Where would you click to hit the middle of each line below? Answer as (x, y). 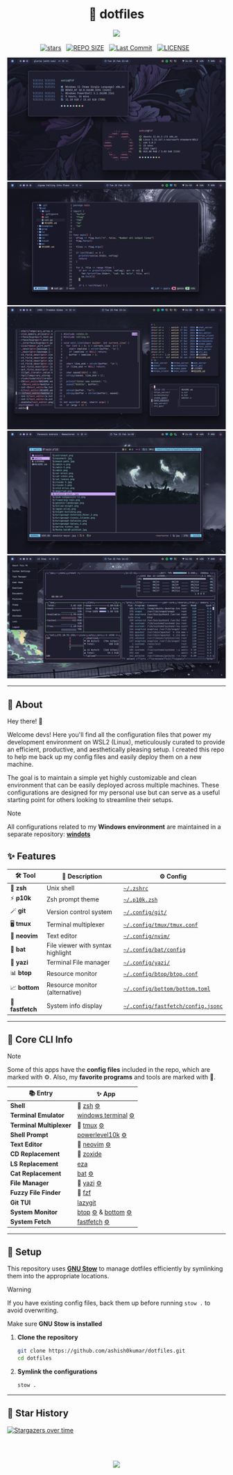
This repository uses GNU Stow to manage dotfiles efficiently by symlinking (115, 1269)
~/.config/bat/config (154, 950)
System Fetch (31, 1222)
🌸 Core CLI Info (40, 1040)
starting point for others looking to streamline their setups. (90, 800)
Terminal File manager (78, 963)
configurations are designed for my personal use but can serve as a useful (114, 792)
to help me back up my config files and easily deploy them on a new (105, 757)
